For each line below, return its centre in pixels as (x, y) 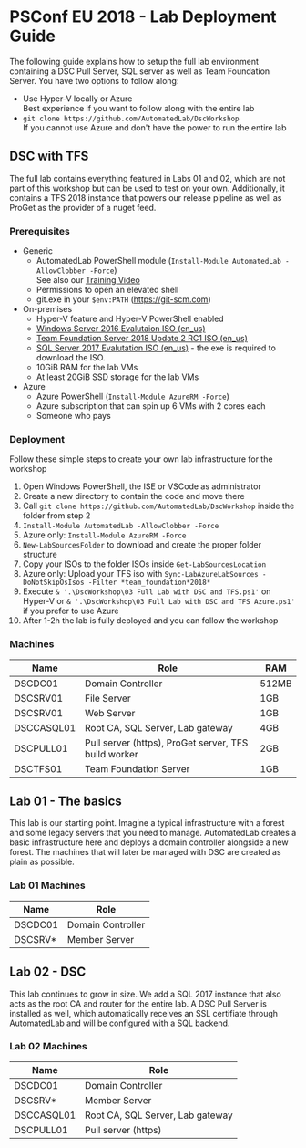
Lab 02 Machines (49, 1047)
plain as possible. (42, 862)
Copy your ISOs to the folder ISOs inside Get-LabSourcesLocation (144, 564)
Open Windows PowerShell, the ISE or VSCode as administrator (142, 486)
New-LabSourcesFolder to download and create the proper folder (142, 545)
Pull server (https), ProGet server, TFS (167, 743)
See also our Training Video (88, 280)
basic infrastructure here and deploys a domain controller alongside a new (149, 842)
